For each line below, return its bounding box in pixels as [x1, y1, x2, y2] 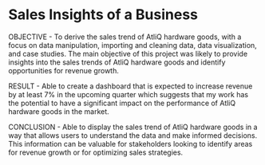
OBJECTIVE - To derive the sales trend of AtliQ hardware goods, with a [8, 32, 242, 41]
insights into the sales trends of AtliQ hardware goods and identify [8, 57, 226, 67]
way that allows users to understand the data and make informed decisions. [8, 130, 258, 140]
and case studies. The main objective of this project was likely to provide [8, 49, 248, 58]
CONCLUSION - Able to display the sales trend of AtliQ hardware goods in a [8, 122, 258, 132]
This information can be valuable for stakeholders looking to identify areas [8, 139, 253, 148]
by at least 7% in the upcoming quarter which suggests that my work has [8, 89, 249, 99]
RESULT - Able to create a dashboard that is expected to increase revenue [8, 81, 253, 91]
